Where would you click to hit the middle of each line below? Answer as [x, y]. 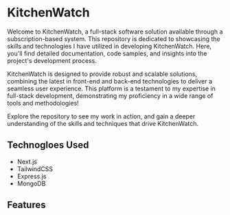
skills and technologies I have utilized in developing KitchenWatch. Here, [109, 46]
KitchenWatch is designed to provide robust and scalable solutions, [102, 74]
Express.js [32, 176]
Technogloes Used [48, 145]
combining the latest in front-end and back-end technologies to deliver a [110, 81]
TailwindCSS [35, 168]
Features [26, 205]
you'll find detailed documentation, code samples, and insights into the [107, 53]
